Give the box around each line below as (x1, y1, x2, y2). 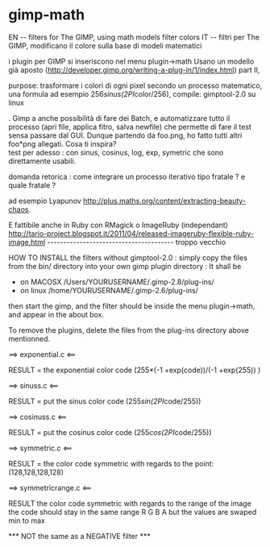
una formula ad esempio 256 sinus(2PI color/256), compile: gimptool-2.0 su (8, 89, 256, 98)
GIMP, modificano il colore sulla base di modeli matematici (8, 40, 202, 50)
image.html (8, 237, 46, 247)
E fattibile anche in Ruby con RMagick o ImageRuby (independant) (8, 220, 228, 230)
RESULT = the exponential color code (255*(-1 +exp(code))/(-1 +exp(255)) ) (8, 365, 261, 375)
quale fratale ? (8, 180, 56, 190)
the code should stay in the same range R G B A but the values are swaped (8, 507, 257, 516)
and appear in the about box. (8, 309, 105, 319)
